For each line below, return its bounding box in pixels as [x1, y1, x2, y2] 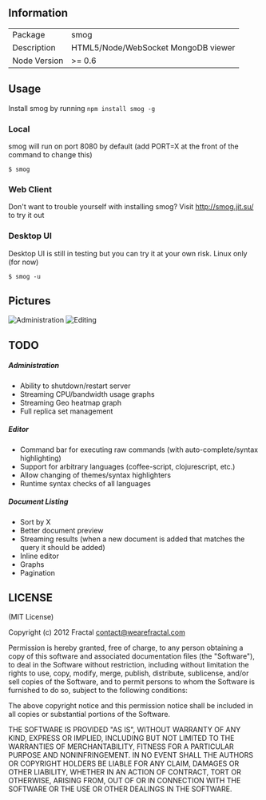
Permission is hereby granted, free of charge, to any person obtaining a [8, 643, 244, 653]
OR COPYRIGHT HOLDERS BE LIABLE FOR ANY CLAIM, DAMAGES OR [8, 758, 240, 769]
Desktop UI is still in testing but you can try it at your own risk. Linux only [8, 248, 248, 258]
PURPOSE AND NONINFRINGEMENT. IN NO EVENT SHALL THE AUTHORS [8, 750, 254, 760]
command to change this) [8, 149, 93, 159]
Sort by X [19, 517, 51, 526]
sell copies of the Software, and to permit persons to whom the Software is [8, 677, 256, 687]
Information [8, 6, 69, 20]
